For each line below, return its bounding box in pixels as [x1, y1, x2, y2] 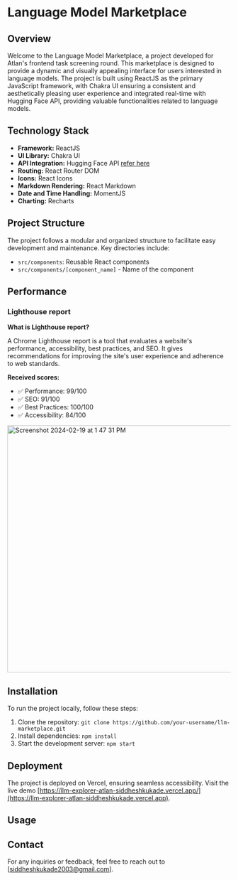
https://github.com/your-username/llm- [112, 719, 230, 726]
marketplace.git [17, 726, 66, 733]
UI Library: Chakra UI [17, 151, 80, 160]
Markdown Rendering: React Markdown [17, 181, 137, 190]
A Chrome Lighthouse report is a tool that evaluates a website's [7, 337, 193, 345]
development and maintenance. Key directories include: [7, 243, 170, 252]
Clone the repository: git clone [17, 718, 110, 726]
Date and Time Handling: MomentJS [17, 189, 126, 198]
